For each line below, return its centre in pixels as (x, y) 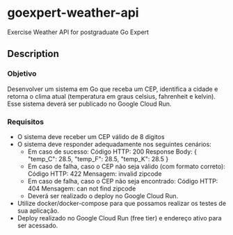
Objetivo (22, 74)
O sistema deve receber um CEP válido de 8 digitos (91, 136)
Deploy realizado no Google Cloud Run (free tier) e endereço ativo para (119, 218)
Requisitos (25, 122)
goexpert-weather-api (73, 13)
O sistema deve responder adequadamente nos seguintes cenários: (114, 144)
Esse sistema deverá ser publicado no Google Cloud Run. (89, 104)
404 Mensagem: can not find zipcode (82, 188)
